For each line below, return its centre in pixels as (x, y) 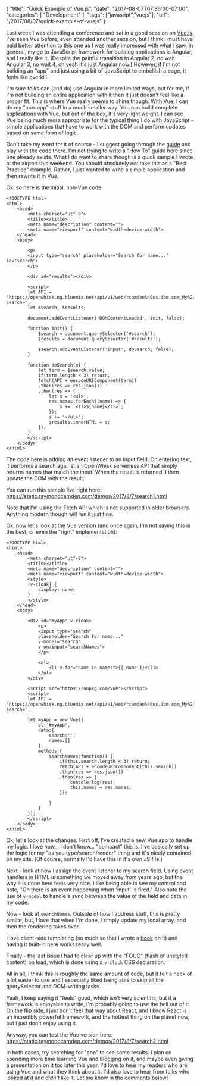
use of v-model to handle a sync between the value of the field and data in (97, 896)
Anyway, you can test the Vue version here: (60, 1035)
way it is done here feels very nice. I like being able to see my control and (96, 883)
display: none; (57, 590)
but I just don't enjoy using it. (42, 1023)
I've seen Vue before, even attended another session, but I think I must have (100, 39)
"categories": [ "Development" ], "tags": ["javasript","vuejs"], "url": (88, 15)
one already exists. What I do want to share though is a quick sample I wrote (100, 157)
